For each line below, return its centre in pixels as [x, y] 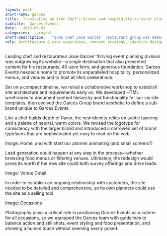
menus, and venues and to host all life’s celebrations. [59, 77]
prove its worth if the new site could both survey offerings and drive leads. [81, 163]
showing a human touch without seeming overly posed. [62, 228]
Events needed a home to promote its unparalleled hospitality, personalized [82, 72]
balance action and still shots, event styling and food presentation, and [78, 223]
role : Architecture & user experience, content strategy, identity [77, 42]
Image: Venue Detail [26, 173]
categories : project [29, 33]
